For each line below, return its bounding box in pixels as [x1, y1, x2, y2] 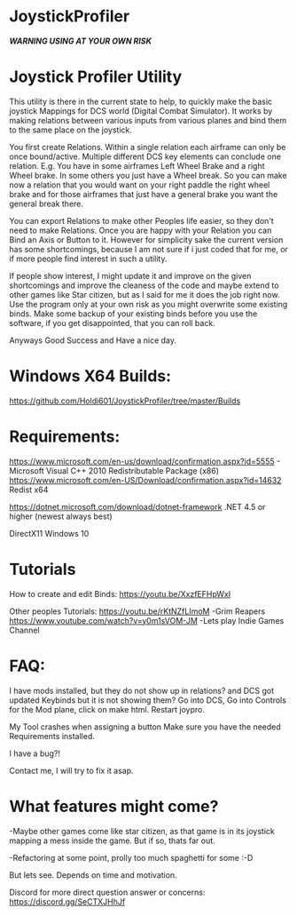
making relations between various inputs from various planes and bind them [9, 115, 286, 125]
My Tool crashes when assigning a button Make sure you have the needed [9, 721, 281, 732]
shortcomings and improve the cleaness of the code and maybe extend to [9, 280, 279, 291]
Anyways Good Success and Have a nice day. [9, 335, 177, 346]
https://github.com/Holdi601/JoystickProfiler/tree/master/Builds [9, 395, 241, 406]
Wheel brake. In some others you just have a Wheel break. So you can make [9, 170, 287, 180]
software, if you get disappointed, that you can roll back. [9, 317, 215, 328]
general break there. [9, 198, 84, 209]
